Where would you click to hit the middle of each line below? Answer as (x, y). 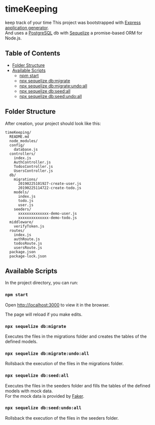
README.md (19, 137)
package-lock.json (28, 256)
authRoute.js (27, 239)
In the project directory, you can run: (42, 283)
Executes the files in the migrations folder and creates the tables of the (76, 336)
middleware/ (22, 222)
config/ (17, 145)
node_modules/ (24, 141)
